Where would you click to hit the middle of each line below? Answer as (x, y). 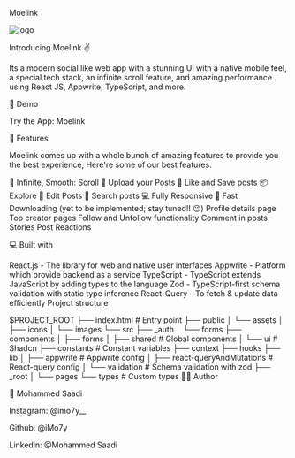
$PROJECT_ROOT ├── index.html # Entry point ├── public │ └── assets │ (147, 320)
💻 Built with (31, 245)
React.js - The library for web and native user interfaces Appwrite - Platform (147, 265)
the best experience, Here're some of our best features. (110, 164)
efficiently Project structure (59, 303)
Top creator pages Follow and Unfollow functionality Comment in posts (138, 218)
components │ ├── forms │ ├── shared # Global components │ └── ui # (144, 339)
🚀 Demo (24, 104)
